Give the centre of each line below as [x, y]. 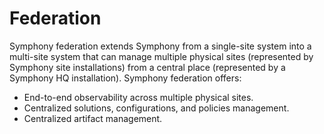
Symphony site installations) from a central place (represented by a [147, 67]
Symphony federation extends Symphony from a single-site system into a [160, 46]
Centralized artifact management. [93, 118]
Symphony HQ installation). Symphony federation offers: [125, 78]
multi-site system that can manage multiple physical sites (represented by [161, 56]
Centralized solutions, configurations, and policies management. [156, 108]
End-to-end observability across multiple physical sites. [138, 97]
